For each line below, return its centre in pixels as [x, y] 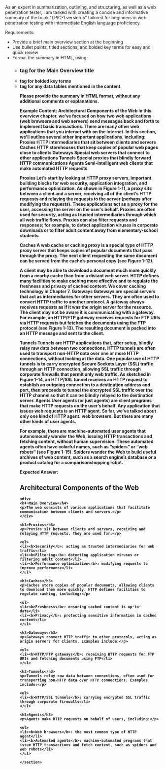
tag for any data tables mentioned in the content [70, 86]
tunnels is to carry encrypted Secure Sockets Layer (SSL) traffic [86, 364]
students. [30, 236]
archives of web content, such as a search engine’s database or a [88, 457]
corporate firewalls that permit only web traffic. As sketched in [85, 374]
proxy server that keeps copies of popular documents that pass [86, 251]
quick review [25, 52]
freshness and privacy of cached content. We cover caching [83, 286]
